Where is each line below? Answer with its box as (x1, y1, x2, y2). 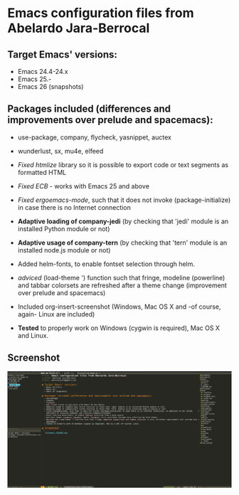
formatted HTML (17, 168, 67, 176)
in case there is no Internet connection (17, 203, 132, 211)
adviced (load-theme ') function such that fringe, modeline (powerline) (17, 273, 225, 282)
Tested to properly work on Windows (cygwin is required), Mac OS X (17, 324, 221, 332)
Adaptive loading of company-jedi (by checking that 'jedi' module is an (17, 217, 229, 225)
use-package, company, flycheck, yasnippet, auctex (17, 133, 172, 142)
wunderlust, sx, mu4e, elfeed (17, 147, 104, 155)
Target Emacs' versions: (7, 48, 117, 60)
